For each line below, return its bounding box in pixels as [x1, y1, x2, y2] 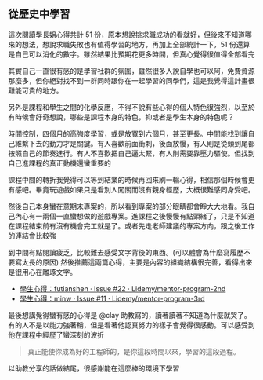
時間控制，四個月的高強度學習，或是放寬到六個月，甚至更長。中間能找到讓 [8, 129, 248, 138]
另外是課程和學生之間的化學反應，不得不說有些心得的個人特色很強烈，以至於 [8, 102, 255, 111]
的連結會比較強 [8, 231, 56, 240]
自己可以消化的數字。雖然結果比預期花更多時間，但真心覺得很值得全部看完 [14, 49, 255, 59]
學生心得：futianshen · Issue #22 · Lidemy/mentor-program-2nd [19, 283, 226, 293]
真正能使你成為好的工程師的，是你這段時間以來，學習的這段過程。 [27, 346, 240, 356]
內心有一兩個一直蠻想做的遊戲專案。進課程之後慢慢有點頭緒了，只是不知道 [14, 211, 255, 221]
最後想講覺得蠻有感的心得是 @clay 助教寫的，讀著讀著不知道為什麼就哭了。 [8, 310, 252, 320]
